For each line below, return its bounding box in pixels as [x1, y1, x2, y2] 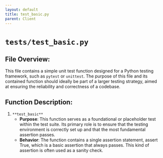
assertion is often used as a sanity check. [19, 148, 104, 154]
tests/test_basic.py [5, 37, 89, 47]
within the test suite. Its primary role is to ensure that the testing [19, 121, 148, 128]
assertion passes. [19, 132, 55, 138]
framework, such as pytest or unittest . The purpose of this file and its [5, 73, 148, 79]
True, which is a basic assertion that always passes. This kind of [19, 142, 149, 148]
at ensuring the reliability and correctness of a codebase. [5, 84, 121, 90]
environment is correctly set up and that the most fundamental [19, 127, 146, 132]
